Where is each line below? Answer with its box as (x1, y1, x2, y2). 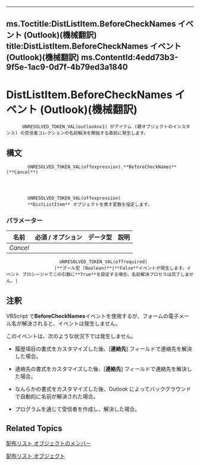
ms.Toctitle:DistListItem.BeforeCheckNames (6, 19, 177, 29)
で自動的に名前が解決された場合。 (14, 393, 99, 400)
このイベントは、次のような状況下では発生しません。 (6, 333, 137, 340)
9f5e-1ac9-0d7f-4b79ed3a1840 (6, 62, 128, 72)
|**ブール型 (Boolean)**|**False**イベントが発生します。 (54, 266, 187, 271)
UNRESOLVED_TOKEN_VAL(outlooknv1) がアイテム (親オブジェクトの (21, 124, 173, 130)
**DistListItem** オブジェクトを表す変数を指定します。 (27, 202, 152, 208)
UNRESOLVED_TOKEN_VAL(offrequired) (59, 259, 148, 265)
